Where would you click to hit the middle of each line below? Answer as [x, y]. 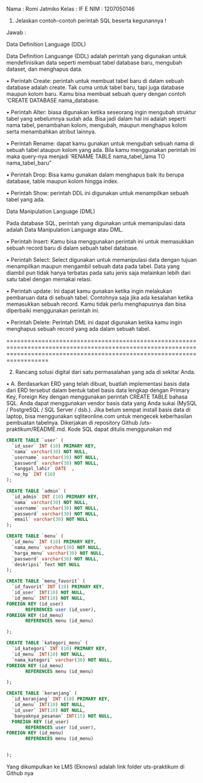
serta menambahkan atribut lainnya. [51, 132]
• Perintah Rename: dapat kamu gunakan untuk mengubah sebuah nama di [100, 143]
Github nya [20, 773]
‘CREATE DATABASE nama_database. [53, 100]
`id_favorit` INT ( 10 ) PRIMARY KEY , [58, 587]
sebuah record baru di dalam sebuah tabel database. [72, 248]
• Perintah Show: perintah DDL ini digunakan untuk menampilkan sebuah [98, 193]
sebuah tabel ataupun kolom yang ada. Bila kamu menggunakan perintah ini [101, 150]
